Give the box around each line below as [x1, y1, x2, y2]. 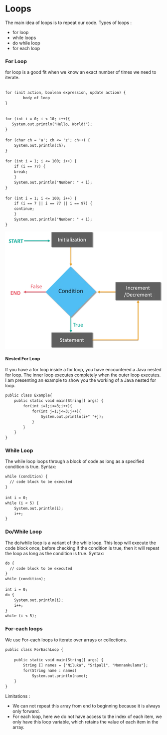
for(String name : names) [23, 668, 77, 673]
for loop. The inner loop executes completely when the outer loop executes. [5, 372, 161, 378]
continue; [14, 206, 35, 211]
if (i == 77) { [14, 164, 46, 169]
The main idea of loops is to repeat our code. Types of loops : [5, 20, 132, 26]
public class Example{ [5, 393, 52, 398]
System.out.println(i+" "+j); [40, 414, 104, 419]
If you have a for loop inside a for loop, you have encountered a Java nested [5, 367, 162, 373]
